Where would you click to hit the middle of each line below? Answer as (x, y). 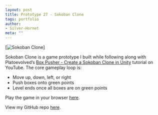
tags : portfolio (22, 19)
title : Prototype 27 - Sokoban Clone (44, 14)
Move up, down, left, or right (42, 77)
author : (13, 24)
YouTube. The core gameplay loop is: (43, 67)
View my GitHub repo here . (33, 107)
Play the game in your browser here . (42, 97)
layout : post (19, 10)
